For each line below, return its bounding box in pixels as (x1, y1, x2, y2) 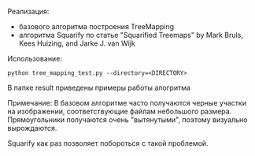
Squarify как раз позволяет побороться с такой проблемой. (7, 139, 209, 148)
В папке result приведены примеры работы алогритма (7, 83, 190, 92)
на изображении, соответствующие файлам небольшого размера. (7, 106, 232, 116)
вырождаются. (7, 124, 57, 132)
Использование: (7, 54, 62, 63)
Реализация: (7, 7, 50, 16)
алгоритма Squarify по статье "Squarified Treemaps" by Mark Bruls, (18, 31, 243, 39)
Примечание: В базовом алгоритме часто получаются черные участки (7, 98, 247, 107)
